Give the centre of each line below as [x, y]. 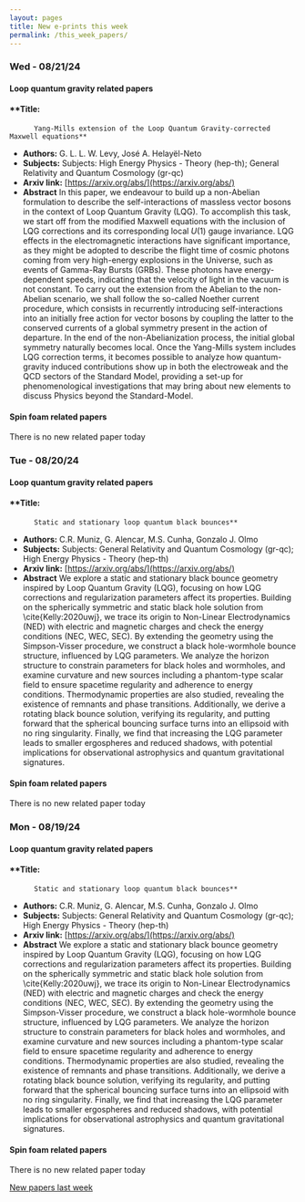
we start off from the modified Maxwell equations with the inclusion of [154, 222]
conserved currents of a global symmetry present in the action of [145, 328]
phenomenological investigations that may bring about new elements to [157, 386]
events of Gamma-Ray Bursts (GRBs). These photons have [132, 270]
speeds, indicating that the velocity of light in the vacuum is [178, 280]
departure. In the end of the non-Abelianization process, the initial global [159, 337]
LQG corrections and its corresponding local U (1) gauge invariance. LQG [158, 231]
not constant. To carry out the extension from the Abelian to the [142, 289]
